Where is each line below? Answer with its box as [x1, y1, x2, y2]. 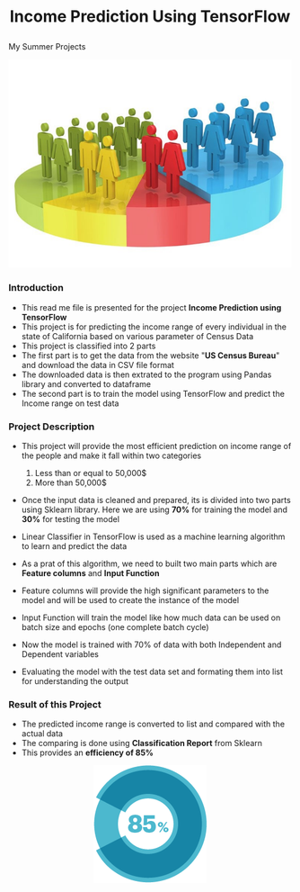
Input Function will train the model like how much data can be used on [21, 612, 281, 623]
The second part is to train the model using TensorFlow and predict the [21, 388, 285, 399]
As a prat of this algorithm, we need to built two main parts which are [21, 558, 278, 569]
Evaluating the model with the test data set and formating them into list [21, 666, 284, 677]
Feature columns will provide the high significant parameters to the [21, 585, 269, 596]
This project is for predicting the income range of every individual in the [21, 321, 287, 332]
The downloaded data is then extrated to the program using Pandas [21, 369, 272, 380]
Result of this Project [8, 698, 101, 710]
